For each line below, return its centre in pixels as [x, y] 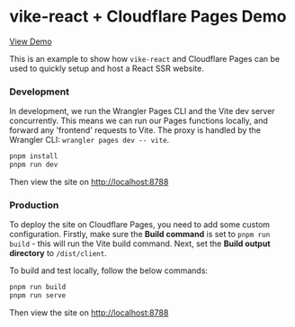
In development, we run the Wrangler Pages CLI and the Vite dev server [143, 111]
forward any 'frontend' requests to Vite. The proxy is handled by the [135, 130]
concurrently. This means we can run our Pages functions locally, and [139, 121]
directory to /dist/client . [58, 253]
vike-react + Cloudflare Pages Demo [148, 17]
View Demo [31, 41]
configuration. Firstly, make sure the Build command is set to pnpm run [140, 234]
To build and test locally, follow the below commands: [109, 270]
